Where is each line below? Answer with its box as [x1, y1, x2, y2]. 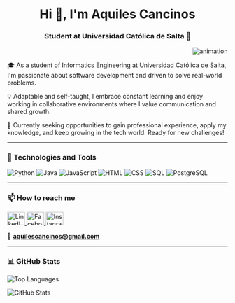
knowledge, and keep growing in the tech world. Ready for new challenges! [7, 129, 225, 137]
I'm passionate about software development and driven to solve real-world [7, 71, 222, 80]
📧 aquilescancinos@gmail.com [7, 232, 100, 241]
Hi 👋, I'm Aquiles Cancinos [39, 6, 196, 22]
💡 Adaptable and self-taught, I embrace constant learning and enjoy [7, 92, 204, 101]
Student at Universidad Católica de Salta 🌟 [44, 31, 191, 41]
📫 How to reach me [7, 192, 76, 202]
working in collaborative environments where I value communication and [7, 100, 217, 108]
